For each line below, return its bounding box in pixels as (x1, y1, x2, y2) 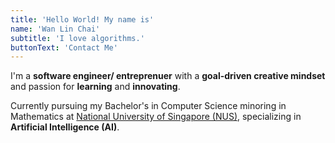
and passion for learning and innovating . (10, 81, 181, 93)
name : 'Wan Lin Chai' (10, 24, 101, 34)
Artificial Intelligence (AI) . (10, 121, 120, 133)
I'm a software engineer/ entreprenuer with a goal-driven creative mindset (10, 70, 326, 82)
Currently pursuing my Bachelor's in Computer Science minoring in (10, 100, 287, 112)
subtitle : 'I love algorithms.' (10, 33, 145, 43)
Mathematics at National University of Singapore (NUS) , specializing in (10, 111, 302, 123)
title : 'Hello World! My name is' (10, 14, 155, 25)
